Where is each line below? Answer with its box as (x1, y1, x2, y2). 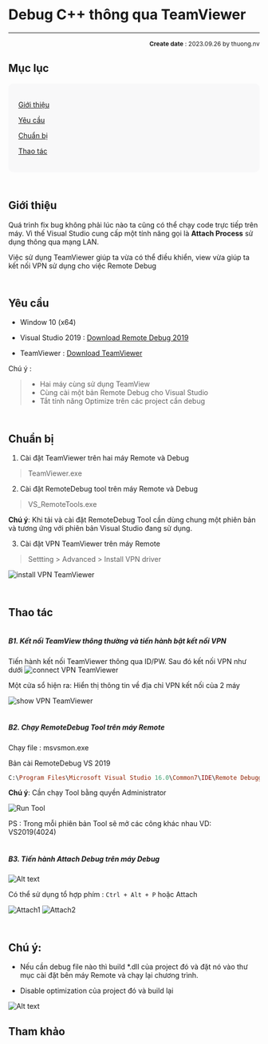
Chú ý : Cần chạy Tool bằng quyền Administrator (8, 788, 167, 797)
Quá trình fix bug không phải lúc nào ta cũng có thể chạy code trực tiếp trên (8, 219, 258, 229)
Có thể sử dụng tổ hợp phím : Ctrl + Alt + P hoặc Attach (8, 890, 198, 900)
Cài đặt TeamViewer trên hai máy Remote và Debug (19, 453, 190, 463)
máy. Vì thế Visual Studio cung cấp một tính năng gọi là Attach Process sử (8, 228, 254, 238)
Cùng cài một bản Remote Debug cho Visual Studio (39, 388, 209, 397)
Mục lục (8, 61, 49, 75)
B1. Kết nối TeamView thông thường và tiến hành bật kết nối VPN (8, 636, 227, 646)
